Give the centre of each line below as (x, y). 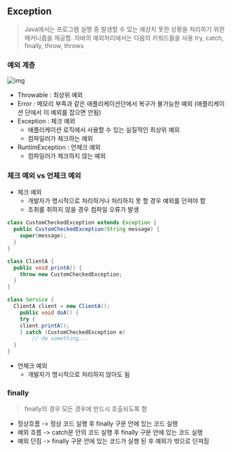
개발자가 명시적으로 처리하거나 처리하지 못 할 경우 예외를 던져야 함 (117, 201)
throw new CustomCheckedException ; (71, 274)
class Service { (31, 300)
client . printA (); (45, 326)
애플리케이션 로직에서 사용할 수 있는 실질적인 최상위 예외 (104, 130)
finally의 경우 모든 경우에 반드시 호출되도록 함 (85, 409)
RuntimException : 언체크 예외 (59, 147)
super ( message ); (43, 236)
